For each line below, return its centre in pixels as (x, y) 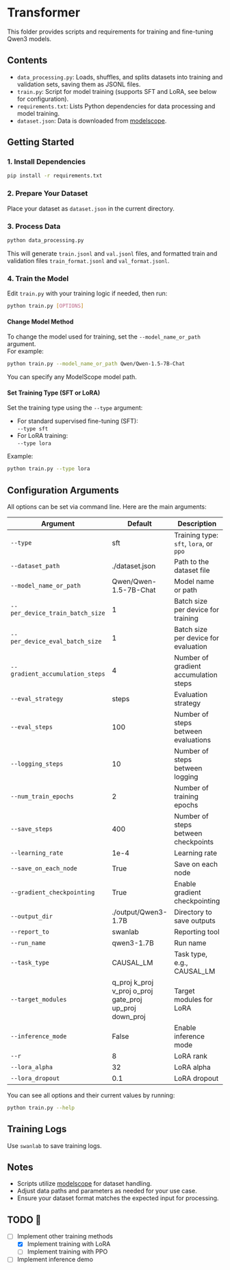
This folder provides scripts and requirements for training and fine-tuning (110, 32)
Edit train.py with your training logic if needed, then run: (87, 293)
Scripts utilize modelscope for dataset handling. (84, 1184)
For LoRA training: (42, 436)
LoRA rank (191, 1055)
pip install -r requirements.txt (55, 176)
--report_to (30, 931)
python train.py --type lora (49, 469)
